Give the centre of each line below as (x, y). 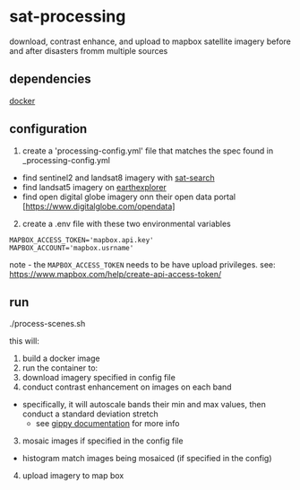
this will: (25, 341)
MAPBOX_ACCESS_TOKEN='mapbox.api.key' (81, 240)
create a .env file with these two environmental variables (126, 223)
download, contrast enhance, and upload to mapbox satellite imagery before (150, 41)
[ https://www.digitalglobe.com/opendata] (99, 206)
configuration (48, 129)
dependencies (50, 79)
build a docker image (61, 359)
